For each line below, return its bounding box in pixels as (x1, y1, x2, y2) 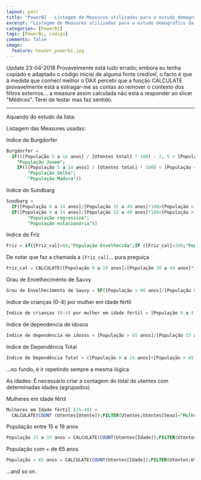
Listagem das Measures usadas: (6, 124, 86, 132)
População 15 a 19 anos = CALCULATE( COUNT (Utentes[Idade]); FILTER (6, 435, 175, 440)
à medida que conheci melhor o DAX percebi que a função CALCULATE (6, 77, 182, 84)
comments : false (6, 37, 47, 42)
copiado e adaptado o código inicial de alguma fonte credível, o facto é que (6, 70, 193, 78)
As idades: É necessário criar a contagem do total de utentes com (6, 377, 169, 384)
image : (6, 42, 23, 48)
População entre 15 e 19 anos (6, 423, 79, 430)
